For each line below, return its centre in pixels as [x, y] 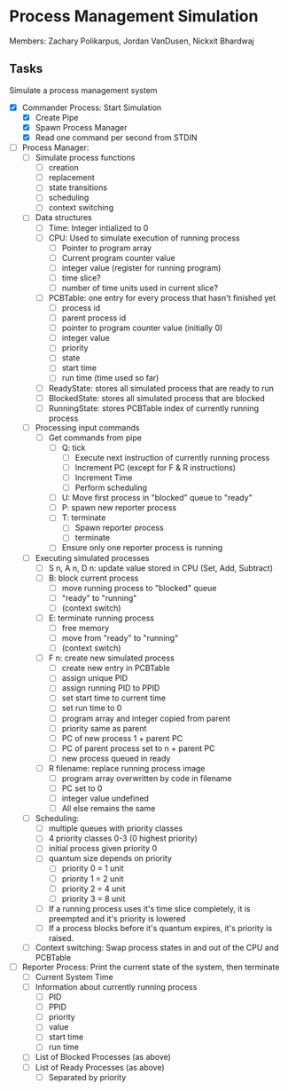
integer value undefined [105, 798]
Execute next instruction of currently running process [172, 457]
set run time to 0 [92, 708]
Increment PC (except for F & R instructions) [156, 467]
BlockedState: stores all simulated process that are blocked [157, 398]
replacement [71, 178]
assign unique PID [95, 678]
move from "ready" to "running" [120, 638]
